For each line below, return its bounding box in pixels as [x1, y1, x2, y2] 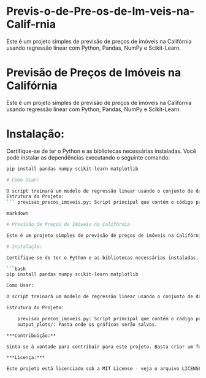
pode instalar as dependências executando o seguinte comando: [6, 153, 170, 161]
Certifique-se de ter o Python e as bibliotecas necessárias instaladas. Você [6, 147, 196, 155]
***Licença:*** [6, 355, 45, 361]
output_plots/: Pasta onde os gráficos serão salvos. [17, 321, 158, 328]
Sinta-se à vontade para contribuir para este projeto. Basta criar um [6, 344, 193, 350]
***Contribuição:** [6, 333, 56, 339]
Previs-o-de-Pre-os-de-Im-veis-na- [6, 4, 195, 18]
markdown [6, 210, 29, 217]
